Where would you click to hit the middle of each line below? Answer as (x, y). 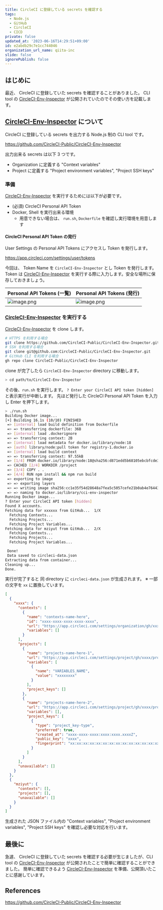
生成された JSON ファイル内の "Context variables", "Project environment (78, 821)
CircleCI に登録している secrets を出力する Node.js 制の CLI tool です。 (76, 134)
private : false (20, 37)
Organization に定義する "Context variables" (56, 164)
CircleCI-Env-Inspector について (54, 122)
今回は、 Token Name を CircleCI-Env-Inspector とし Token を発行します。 (81, 268)
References (23, 891)
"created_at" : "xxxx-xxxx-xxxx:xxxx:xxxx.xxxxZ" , (87, 734)
